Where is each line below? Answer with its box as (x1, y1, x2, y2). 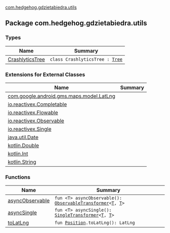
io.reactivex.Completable (8, 101, 67, 108)
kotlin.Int (8, 150, 28, 157)
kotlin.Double (8, 142, 39, 149)
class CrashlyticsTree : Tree (50, 56, 123, 62)
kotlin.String (8, 158, 36, 165)
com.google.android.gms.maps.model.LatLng (8, 92, 115, 99)
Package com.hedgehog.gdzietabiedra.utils (5, 19, 148, 27)
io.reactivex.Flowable (8, 109, 58, 116)
